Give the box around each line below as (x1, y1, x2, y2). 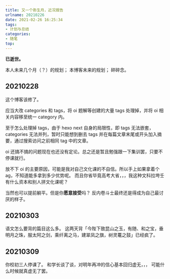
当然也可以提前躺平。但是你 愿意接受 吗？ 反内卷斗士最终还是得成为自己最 (5, 189, 159, 196)
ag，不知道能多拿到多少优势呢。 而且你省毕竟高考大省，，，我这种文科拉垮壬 (5, 172, 165, 178)
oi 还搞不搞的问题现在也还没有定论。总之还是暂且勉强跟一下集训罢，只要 (5, 148, 159, 154)
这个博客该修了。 (5, 96, 41, 102)
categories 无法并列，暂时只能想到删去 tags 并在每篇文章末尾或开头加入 (5, 131, 158, 137)
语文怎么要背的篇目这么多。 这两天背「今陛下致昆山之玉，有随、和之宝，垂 (5, 225, 164, 232)
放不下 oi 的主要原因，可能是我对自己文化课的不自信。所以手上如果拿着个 (5, 166, 160, 172)
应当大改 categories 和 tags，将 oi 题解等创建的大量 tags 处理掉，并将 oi (5, 107, 158, 113)
